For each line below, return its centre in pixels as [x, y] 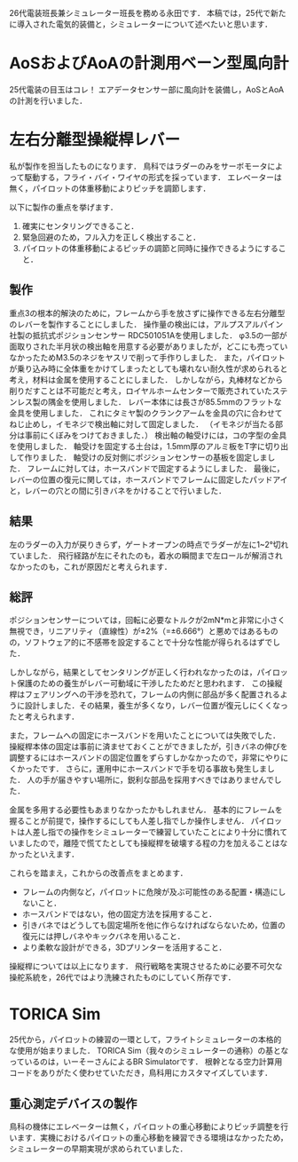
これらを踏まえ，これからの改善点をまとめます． [98, 873]
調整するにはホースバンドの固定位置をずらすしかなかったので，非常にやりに [149, 758]
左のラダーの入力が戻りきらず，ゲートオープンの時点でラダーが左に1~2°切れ [149, 544]
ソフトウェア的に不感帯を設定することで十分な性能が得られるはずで [149, 643]
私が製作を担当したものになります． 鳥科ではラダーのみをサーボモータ [138, 166]
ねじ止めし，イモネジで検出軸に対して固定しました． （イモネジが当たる [142, 423]
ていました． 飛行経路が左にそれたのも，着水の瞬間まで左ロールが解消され [146, 555]
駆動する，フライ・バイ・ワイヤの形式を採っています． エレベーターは [153, 177]
